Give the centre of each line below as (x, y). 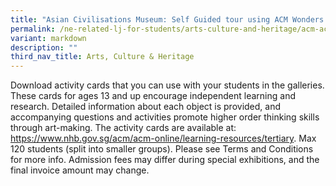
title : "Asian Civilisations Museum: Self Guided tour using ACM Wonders (167, 19)
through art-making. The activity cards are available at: (123, 128)
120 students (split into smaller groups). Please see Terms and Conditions (162, 149)
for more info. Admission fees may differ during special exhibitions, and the (165, 160)
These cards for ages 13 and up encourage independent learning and (153, 96)
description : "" (44, 47)
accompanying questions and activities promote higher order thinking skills (165, 117)
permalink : (33, 29)
